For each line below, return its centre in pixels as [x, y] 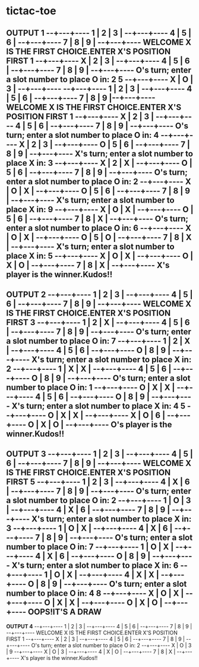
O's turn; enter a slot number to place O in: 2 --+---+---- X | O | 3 [111, 645]
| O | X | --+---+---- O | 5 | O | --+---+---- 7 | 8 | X [99, 237]
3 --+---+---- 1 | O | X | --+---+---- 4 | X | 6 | [89, 528]
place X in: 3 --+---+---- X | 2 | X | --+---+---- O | [99, 163]
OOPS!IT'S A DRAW [65, 612]
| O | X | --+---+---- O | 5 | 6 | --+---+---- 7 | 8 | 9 [98, 191]
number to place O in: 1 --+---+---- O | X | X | [91, 387]
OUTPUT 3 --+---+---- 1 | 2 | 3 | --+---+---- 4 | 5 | [99, 454]
